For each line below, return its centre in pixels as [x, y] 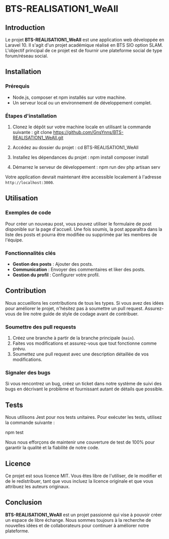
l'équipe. [14, 240]
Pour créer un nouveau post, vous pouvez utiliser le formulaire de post [78, 224]
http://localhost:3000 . [30, 182]
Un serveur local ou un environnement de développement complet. [82, 102]
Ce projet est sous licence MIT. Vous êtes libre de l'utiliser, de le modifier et [84, 476]
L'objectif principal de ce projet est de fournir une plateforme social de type [84, 50]
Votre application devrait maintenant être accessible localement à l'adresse [83, 177]
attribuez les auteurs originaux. [38, 487]
